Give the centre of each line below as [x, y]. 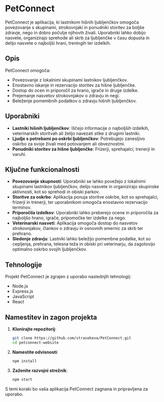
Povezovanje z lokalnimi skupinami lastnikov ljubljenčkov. [70, 80]
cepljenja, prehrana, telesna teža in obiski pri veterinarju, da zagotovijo [84, 244]
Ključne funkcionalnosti [42, 169]
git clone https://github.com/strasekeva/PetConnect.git [72, 338]
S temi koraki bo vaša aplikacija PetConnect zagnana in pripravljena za [77, 389]
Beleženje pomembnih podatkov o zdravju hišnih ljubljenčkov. [74, 101]
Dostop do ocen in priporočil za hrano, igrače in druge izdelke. [75, 90]
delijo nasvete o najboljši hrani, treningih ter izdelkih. [58, 43]
